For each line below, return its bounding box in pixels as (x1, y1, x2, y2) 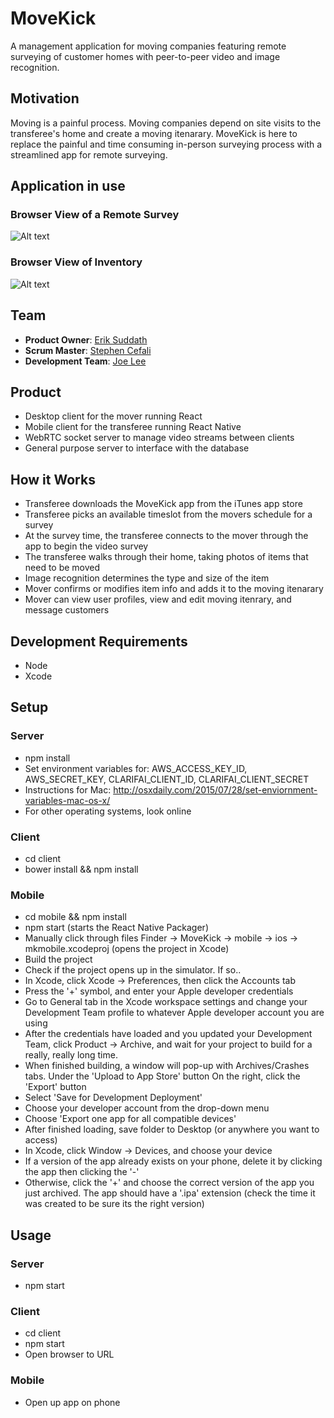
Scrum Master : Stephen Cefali (24, 344, 152, 356)
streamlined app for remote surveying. (10, 148, 168, 161)
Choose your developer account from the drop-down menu (24, 1102, 270, 1114)
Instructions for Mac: (24, 783, 112, 796)
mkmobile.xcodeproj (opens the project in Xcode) (24, 943, 230, 955)
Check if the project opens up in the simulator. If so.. (24, 964, 242, 976)
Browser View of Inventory (10, 255, 143, 269)
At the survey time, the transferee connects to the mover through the (24, 530, 309, 542)
